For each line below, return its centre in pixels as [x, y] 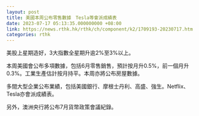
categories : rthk [28, 35]
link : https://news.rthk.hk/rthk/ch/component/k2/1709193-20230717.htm [99, 29]
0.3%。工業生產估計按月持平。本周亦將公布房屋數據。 [75, 73]
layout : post [23, 12]
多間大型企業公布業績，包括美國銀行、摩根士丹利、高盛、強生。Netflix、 [98, 87]
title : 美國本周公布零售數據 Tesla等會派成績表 [62, 18]
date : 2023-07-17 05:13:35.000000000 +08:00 [64, 23]
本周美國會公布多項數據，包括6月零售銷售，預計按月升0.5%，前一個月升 [98, 66]
